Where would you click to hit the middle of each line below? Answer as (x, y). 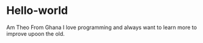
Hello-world (37, 11)
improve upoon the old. (36, 33)
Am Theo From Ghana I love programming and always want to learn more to (102, 27)
